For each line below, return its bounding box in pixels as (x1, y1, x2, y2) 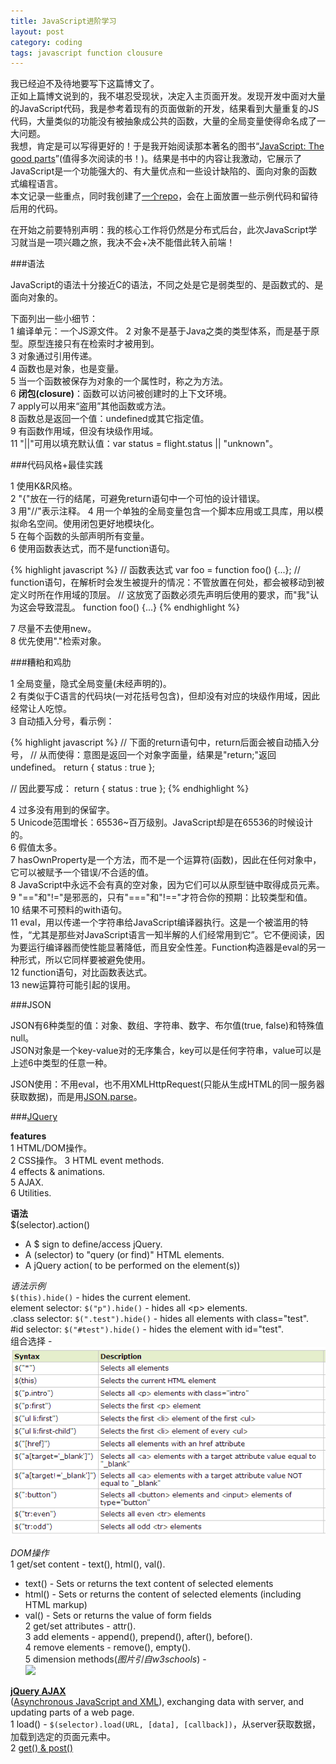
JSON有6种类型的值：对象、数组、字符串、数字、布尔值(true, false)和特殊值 (10, 1020, 325, 1032)
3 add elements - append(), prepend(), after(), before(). (24, 1630, 253, 1642)
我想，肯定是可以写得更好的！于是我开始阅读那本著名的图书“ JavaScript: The (10, 140, 325, 152)
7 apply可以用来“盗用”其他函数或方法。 (10, 400, 172, 412)
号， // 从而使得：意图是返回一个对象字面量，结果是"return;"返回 (10, 749, 277, 761)
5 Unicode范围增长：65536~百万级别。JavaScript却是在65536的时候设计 (10, 816, 314, 829)
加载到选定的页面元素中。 (10, 1730, 116, 1742)
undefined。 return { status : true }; (10, 761, 155, 774)
